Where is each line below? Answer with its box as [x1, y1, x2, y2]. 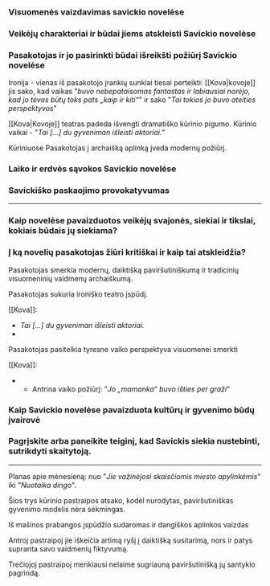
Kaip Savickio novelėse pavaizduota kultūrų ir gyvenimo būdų [8, 404, 256, 416]
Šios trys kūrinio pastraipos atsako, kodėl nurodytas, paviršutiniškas [8, 495, 234, 505]
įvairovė [8, 414, 41, 425]
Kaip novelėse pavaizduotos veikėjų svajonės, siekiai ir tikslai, [8, 215, 256, 227]
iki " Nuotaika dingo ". [8, 480, 77, 490]
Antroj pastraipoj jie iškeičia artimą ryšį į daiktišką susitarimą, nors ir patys [8, 535, 253, 545]
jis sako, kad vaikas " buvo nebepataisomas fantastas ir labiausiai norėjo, [8, 87, 251, 96]
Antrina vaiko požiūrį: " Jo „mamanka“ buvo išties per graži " [31, 384, 231, 394]
